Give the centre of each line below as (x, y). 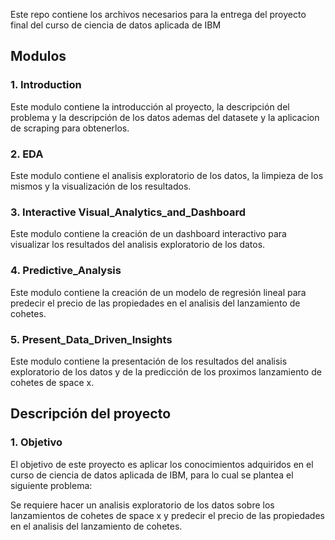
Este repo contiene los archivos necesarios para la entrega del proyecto (158, 14)
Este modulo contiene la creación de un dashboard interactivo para (148, 234)
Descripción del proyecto (91, 414)
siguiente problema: (51, 485)
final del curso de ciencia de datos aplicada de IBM (116, 25)
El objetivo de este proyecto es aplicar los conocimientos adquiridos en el (162, 464)
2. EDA (27, 154)
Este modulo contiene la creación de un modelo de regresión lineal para (158, 292)
